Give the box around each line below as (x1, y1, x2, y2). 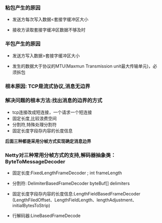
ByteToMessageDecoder (5, 158, 65, 165)
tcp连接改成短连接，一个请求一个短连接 (12, 109, 92, 115)
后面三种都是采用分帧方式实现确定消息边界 (5, 138, 91, 144)
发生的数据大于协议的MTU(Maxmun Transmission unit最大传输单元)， (12, 63, 153, 69)
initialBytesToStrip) (12, 203, 51, 209)
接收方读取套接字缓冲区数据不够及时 (12, 27, 86, 33)
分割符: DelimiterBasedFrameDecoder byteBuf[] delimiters (12, 181, 130, 187)
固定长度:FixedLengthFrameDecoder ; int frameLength (12, 170, 122, 176)
